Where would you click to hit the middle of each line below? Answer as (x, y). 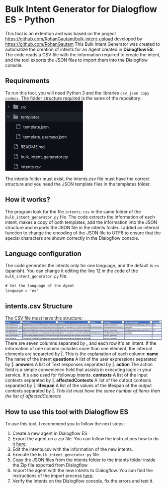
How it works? (28, 200)
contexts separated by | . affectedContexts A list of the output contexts (78, 380)
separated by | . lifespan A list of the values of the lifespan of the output (79, 386)
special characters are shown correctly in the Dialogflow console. (72, 238)
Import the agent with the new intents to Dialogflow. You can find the (83, 471)
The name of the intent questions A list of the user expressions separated (81, 359)
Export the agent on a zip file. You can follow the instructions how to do (85, 439)
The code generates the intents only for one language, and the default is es (82, 266)
